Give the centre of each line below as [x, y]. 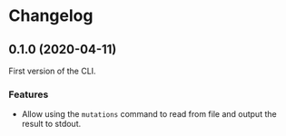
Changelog [51, 16]
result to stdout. [51, 124]
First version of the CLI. [52, 71]
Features [29, 94]
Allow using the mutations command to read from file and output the [149, 114]
